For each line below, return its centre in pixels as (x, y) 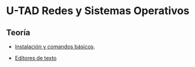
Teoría (18, 33)
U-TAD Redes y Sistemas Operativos (98, 11)
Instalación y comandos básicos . (55, 46)
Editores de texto (36, 58)
